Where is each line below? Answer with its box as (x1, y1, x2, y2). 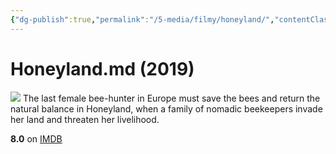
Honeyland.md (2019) (10, 57, 195, 80)
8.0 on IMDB (10, 132, 63, 145)
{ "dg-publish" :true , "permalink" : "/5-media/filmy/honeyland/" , (10, 14, 275, 25)
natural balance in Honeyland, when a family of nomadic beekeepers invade (10, 102, 323, 115)
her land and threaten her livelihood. (10, 113, 160, 125)
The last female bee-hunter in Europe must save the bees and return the (22, 92, 321, 104)
